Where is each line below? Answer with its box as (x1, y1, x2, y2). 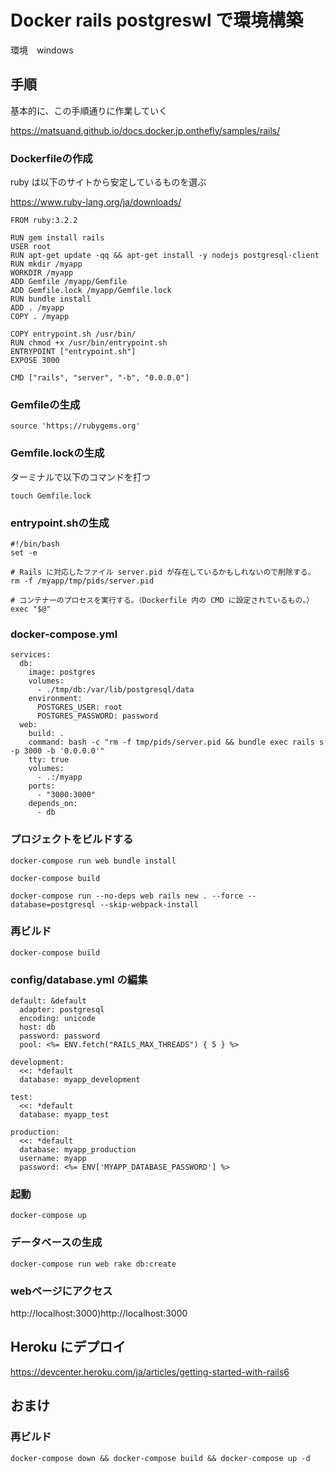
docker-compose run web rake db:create (10, 1259, 177, 1269)
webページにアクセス (10, 1284, 113, 1298)
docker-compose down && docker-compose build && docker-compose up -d (10, 1453, 311, 1463)
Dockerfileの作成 (10, 151, 93, 165)
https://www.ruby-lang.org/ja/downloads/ (10, 196, 182, 208)
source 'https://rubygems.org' (10, 421, 141, 431)
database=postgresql (10, 899, 97, 910)
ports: (28, 781, 56, 791)
